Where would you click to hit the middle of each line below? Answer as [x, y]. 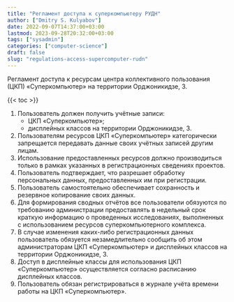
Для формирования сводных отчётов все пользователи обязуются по [122, 202]
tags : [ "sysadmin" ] [36, 40]
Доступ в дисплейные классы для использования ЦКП [99, 262]
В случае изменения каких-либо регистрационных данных [105, 232]
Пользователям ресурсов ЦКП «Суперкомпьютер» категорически [117, 135]
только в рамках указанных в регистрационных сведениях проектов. [121, 165]
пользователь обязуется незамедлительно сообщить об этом [110, 239]
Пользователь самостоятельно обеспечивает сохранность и [109, 187]
